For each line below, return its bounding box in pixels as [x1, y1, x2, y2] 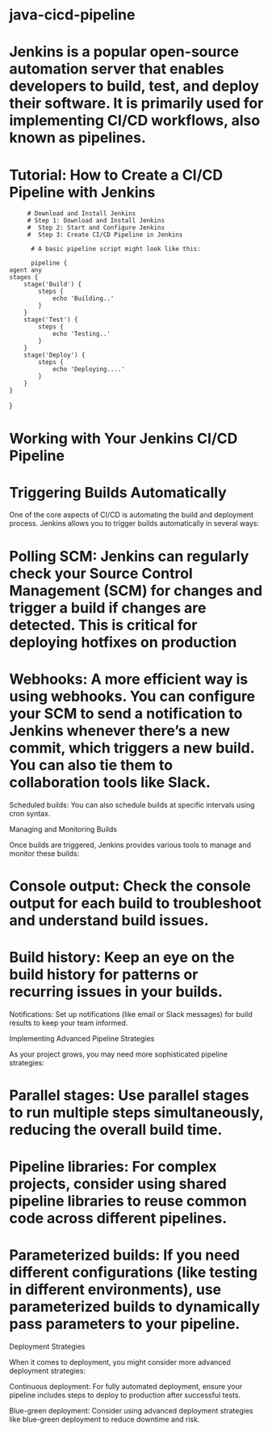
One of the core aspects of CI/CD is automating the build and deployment [9, 510, 253, 519]
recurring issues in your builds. [9, 982, 223, 1001]
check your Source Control [9, 564, 193, 583]
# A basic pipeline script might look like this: [30, 245, 201, 253]
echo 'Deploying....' [52, 366, 126, 374]
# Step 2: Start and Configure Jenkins [27, 224, 165, 232]
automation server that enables [9, 60, 224, 78]
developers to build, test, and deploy [9, 77, 260, 95]
